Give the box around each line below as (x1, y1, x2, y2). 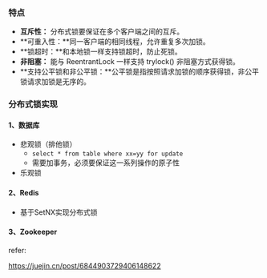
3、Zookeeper (8, 227, 58, 237)
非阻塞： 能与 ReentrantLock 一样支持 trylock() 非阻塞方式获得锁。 (19, 57, 241, 66)
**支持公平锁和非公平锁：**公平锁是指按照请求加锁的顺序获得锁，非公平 (19, 66, 259, 77)
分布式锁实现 (8, 99, 59, 110)
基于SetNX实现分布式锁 (19, 207, 98, 217)
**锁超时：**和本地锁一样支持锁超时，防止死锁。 (19, 46, 182, 57)
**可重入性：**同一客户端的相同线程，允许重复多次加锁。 (19, 37, 210, 46)
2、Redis (8, 188, 39, 198)
